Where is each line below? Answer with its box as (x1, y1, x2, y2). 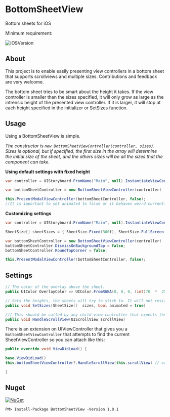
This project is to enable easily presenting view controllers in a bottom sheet (5, 68, 164, 74)
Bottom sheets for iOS (5, 20, 52, 26)
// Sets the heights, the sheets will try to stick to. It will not (5, 298, 153, 303)
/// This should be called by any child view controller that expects (5, 312, 157, 317)
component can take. (5, 158, 50, 165)
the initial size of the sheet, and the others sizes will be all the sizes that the (5, 153, 163, 159)
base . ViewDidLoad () (5, 356, 47, 361)
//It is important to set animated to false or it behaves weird (5, 201, 146, 206)
